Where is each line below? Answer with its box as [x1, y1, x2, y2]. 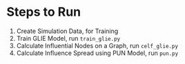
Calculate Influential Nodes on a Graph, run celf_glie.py [16, 41, 179, 50]
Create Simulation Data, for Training [16, 27, 119, 35]
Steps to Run [6, 4, 81, 20]
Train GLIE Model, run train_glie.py [16, 34, 121, 42]
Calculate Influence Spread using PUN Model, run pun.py [16, 49, 179, 57]
